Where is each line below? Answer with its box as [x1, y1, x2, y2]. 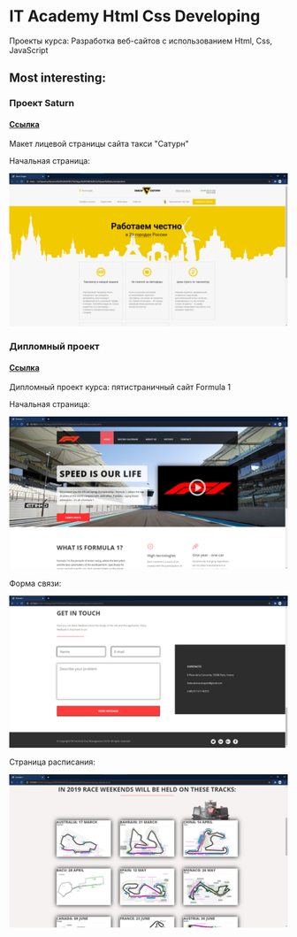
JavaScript [9, 44, 49, 55]
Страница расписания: [9, 757, 95, 767]
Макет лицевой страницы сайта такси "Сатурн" [9, 139, 190, 150]
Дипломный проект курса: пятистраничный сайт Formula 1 [9, 382, 232, 393]
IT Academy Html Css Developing [9, 6, 261, 27]
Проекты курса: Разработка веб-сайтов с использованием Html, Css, [9, 35, 272, 46]
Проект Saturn [9, 97, 75, 110]
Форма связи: [9, 578, 62, 588]
